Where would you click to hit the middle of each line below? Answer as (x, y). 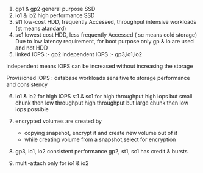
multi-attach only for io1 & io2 (52, 163)
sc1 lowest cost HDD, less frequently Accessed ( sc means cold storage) (106, 35)
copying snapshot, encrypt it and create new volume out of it (101, 133)
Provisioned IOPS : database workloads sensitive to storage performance (98, 78)
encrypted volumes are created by (59, 121)
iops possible (32, 109)
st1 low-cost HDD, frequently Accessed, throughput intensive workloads (106, 22)
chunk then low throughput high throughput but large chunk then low (102, 103)
